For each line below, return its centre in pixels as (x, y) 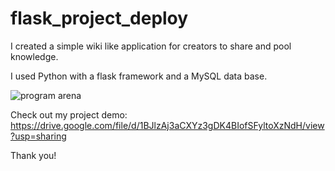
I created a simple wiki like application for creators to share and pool (151, 46)
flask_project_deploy (99, 18)
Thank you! (33, 155)
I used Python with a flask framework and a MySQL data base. (139, 76)
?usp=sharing (38, 136)
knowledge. (34, 56)
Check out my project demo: (69, 114)
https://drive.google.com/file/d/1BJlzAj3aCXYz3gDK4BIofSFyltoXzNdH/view (167, 125)
